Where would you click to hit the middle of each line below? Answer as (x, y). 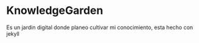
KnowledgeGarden (55, 11)
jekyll (13, 33)
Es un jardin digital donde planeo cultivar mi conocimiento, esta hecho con (100, 27)
